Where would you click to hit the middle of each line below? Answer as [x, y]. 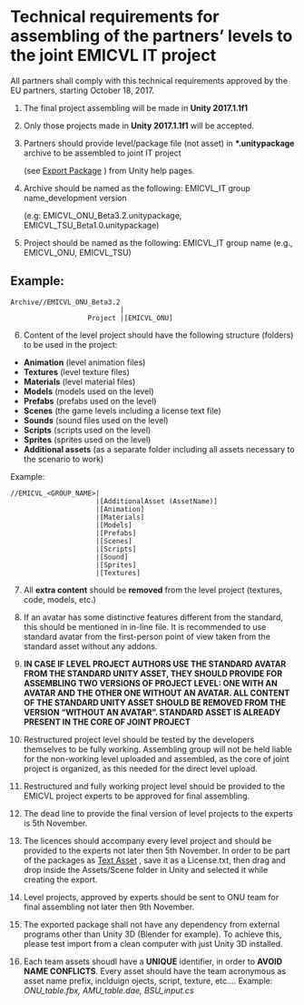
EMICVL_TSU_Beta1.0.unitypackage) [91, 225]
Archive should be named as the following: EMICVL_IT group [137, 188]
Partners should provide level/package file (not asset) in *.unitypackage [159, 143]
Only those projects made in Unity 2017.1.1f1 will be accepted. [139, 126]
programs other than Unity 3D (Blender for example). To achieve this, [152, 934]
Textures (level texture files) [77, 371]
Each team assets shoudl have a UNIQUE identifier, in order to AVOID [153, 961]
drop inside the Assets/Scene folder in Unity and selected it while [146, 869]
